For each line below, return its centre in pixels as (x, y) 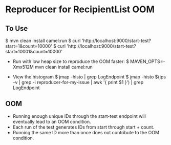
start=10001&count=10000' (34, 51)
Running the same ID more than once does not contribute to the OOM (86, 132)
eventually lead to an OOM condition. (52, 121)
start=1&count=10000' (29, 46)
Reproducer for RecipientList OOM (80, 9)
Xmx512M (23, 67)
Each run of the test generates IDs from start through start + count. (83, 127)
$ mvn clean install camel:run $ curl (43, 40)
